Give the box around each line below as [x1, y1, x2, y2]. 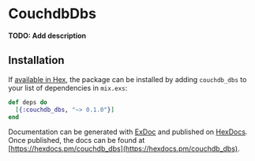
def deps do [8, 98, 47, 107]
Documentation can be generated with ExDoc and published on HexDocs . [8, 127, 248, 137]
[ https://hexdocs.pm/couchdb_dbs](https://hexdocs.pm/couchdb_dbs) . [8, 144, 240, 154]
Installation [8, 54, 65, 67]
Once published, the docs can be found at [8, 136, 145, 145]
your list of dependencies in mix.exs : [8, 83, 128, 92]
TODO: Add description [8, 31, 87, 40]
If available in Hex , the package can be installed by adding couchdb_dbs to [8, 74, 247, 84]
